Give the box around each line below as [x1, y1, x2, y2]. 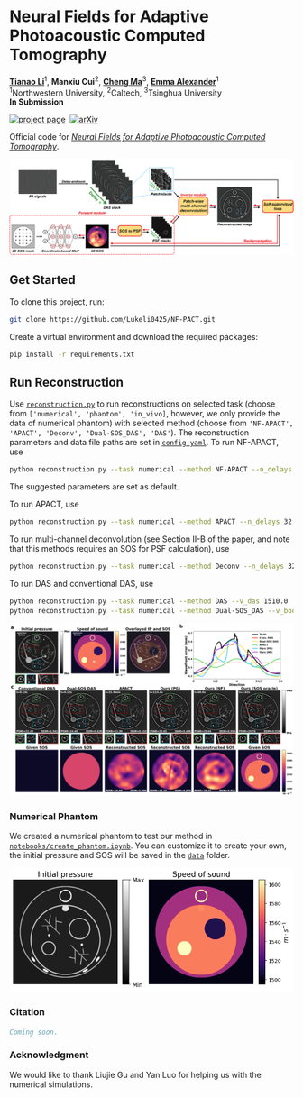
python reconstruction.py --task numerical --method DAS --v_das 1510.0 [9, 597, 289, 606]
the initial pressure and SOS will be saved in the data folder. [9, 850, 230, 861]
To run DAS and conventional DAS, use [9, 579, 154, 590]
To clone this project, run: [9, 296, 105, 307]
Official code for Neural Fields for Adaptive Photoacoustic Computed [9, 132, 266, 142]
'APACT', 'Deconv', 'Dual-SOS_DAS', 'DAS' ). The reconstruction [9, 427, 250, 438]
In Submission [9, 96, 65, 107]
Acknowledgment [9, 1048, 89, 1061]
